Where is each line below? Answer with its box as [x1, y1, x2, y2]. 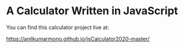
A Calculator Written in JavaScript [6, 4, 179, 18]
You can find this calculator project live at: [6, 24, 110, 31]
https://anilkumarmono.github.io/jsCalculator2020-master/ [6, 35, 150, 42]
